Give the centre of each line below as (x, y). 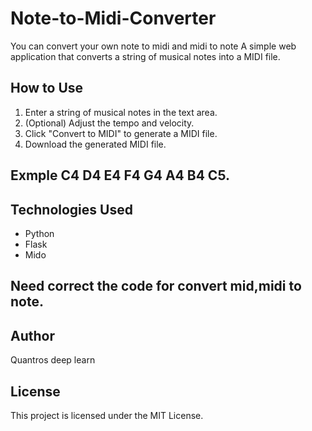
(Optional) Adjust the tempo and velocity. (109, 123)
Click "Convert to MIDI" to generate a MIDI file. (121, 133)
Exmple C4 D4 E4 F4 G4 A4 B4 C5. (120, 175)
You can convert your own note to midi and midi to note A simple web (153, 46)
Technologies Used (71, 209)
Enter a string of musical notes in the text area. (121, 112)
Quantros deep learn (53, 360)
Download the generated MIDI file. (95, 144)
